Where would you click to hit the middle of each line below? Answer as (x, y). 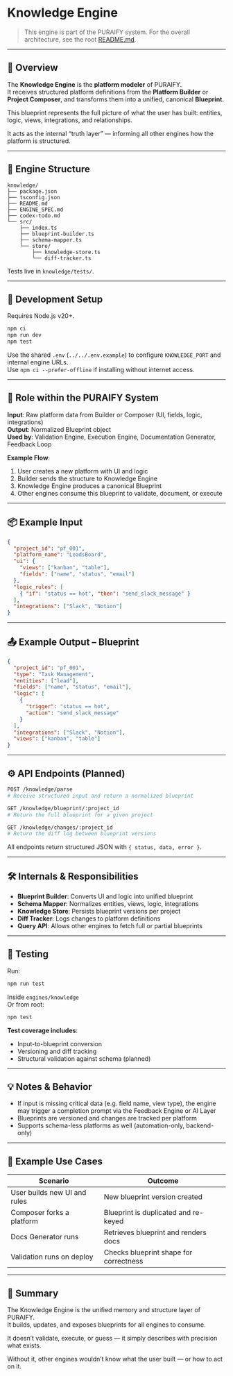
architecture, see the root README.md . (80, 39)
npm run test (26, 984)
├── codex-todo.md (34, 216)
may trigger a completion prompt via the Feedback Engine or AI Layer (116, 1111)
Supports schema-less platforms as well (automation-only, (101, 1125)
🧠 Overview (33, 68)
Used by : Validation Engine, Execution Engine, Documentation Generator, (112, 437)
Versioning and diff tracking (57, 1051)
